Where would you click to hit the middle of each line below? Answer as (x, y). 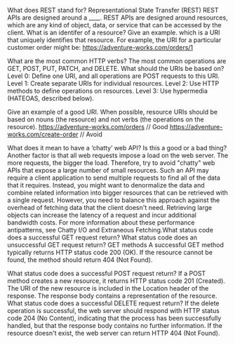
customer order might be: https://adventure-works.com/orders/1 (100, 47)
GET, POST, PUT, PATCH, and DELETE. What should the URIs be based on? (116, 68)
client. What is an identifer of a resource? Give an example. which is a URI (114, 32)
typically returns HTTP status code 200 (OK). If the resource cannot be (110, 252)
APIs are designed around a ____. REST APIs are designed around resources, (117, 18)
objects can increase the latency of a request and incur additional (102, 215)
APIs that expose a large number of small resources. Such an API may (108, 170)
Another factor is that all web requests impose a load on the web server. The (118, 155)
